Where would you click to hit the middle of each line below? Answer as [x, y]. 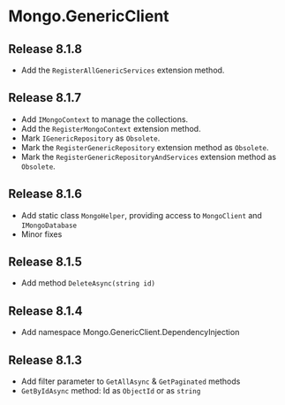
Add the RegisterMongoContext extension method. [111, 128]
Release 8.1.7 [45, 98]
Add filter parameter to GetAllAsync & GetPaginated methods [131, 381]
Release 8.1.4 [45, 311]
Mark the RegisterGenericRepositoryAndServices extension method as [149, 157]
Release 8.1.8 [45, 49]
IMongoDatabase [49, 225]
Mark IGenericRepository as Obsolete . [90, 138]
